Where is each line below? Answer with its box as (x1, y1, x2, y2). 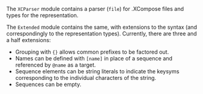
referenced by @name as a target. (15, 61, 96, 68)
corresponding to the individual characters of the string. (15, 74, 157, 81)
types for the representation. (6, 12, 79, 19)
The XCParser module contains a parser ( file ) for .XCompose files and (6, 5, 184, 12)
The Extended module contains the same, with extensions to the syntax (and (6, 24, 197, 31)
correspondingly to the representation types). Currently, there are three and (6, 30, 197, 37)
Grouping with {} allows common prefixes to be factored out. (15, 48, 169, 56)
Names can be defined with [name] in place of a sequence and (15, 55, 173, 62)
